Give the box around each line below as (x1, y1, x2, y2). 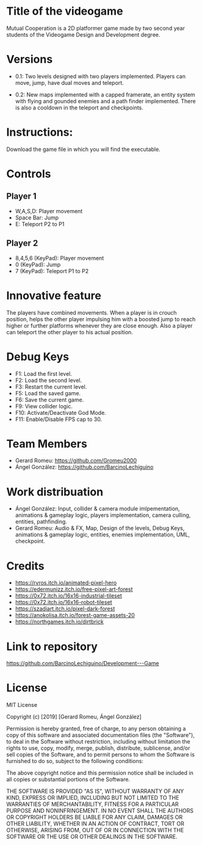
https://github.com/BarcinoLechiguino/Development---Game (6, 660, 159, 667)
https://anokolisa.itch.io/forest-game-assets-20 (15, 612, 135, 619)
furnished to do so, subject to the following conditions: (6, 758, 143, 765)
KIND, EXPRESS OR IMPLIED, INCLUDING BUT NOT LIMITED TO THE (6, 794, 179, 802)
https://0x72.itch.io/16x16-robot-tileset (15, 599, 112, 606)
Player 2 (6, 238, 38, 249)
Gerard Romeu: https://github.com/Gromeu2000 (15, 457, 137, 464)
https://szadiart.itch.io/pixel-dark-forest (15, 605, 115, 612)
